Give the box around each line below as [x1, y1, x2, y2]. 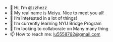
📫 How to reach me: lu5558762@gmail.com [9, 31, 101, 37]
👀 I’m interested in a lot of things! [9, 15, 77, 21]
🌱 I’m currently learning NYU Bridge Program [9, 20, 102, 26]
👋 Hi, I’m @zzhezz [9, 5, 47, 10]
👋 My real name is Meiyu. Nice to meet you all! [9, 10, 105, 16]
